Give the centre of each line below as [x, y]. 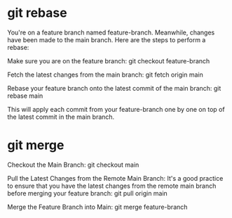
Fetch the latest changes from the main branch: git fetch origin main [105, 75]
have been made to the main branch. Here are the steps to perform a [107, 39]
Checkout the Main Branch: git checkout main [73, 165]
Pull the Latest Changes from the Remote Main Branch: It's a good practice [115, 178]
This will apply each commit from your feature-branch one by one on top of [116, 109]
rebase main [25, 96]
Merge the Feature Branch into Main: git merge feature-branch [97, 207]
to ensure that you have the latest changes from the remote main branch [112, 186]
